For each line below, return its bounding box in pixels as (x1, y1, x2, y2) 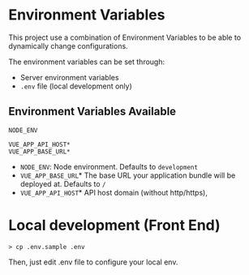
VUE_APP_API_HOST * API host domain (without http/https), (19, 187, 208, 197)
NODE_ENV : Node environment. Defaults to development (19, 161, 199, 171)
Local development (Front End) (8, 216, 221, 234)
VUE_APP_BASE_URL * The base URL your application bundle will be (19, 170, 236, 180)
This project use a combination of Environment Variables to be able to (8, 32, 242, 42)
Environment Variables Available (8, 105, 177, 118)
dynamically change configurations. (8, 41, 128, 50)
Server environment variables (19, 72, 119, 82)
